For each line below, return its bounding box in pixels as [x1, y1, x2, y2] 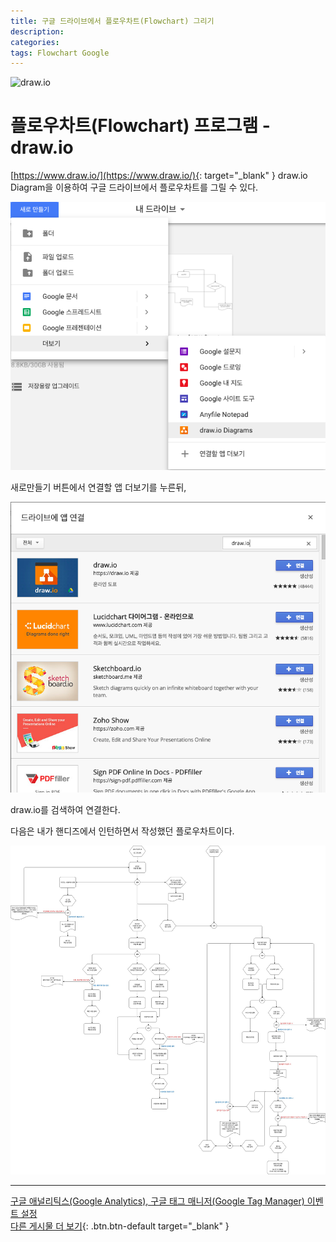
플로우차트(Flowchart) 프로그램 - [10, 115, 271, 137]
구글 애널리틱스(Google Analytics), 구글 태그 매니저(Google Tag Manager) [10, 1195, 305, 1207]
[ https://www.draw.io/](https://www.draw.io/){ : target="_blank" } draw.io [10, 170, 308, 182]
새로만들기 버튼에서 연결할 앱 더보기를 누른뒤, [10, 481, 187, 493]
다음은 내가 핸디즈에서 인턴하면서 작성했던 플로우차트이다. [10, 825, 235, 837]
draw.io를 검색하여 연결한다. [10, 804, 121, 816]
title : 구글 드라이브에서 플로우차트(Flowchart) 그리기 [10, 16, 215, 26]
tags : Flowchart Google [10, 48, 110, 58]
